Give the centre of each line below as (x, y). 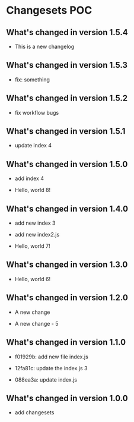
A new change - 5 (36, 323)
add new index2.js (37, 235)
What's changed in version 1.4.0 (67, 209)
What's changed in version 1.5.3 (67, 65)
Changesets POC (49, 10)
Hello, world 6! (33, 279)
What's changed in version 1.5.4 (67, 32)
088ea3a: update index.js (46, 380)
